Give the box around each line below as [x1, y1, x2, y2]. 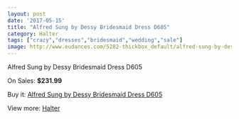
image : [7, 43, 27, 50]
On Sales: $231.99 [7, 76, 63, 85]
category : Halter [7, 30, 59, 38]
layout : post [7, 10, 46, 18]
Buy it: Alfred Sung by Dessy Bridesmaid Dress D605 [7, 90, 163, 98]
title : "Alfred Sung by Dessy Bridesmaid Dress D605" [7, 23, 171, 30]
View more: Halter [7, 104, 60, 112]
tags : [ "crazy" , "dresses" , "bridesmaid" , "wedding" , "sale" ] [7, 37, 183, 44]
